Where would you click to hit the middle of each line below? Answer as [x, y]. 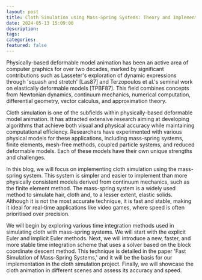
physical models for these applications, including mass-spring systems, [95, 138]
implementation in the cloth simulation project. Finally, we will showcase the [100, 264]
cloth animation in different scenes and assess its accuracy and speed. [94, 270]
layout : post [23, 12]
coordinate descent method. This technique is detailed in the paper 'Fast [96, 251]
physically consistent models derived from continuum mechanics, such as [98, 182]
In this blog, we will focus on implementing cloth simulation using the [91, 169]
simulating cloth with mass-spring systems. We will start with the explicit [96, 232]
